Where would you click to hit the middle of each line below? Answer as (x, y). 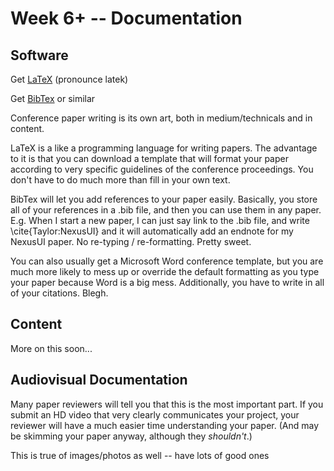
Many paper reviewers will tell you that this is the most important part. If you (167, 404)
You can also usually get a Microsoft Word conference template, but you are (167, 261)
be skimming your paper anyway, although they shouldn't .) (131, 436)
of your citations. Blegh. (59, 293)
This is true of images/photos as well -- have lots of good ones (140, 455)
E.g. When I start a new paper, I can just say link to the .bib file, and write (160, 220)
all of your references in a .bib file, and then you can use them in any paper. (166, 210)
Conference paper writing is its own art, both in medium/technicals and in (161, 118)
